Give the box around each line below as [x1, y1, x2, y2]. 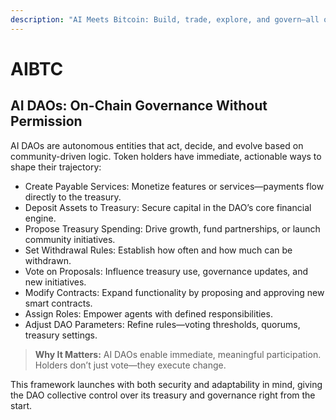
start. [10, 399, 33, 411]
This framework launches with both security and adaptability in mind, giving [10, 378, 323, 390]
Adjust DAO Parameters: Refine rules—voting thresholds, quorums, [24, 318, 301, 330]
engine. [24, 212, 57, 224]
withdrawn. [24, 254, 72, 266]
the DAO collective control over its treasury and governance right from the [10, 389, 316, 401]
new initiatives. [24, 276, 87, 288]
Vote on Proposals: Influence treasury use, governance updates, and [24, 265, 308, 277]
